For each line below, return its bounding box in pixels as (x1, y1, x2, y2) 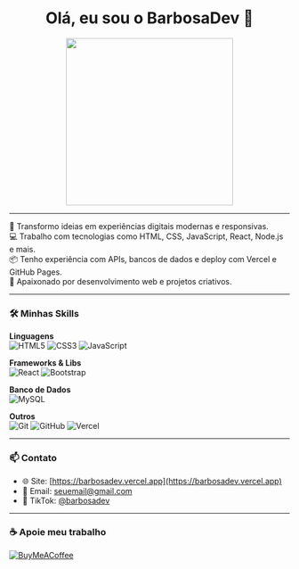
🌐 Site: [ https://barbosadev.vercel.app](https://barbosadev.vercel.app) (21, 475, 282, 486)
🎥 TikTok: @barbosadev (21, 495, 110, 506)
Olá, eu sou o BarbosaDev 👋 (45, 8, 254, 29)
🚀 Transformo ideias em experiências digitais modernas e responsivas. (9, 220, 269, 231)
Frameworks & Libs (9, 358, 82, 368)
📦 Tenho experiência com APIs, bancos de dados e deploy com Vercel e (9, 253, 278, 264)
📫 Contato (9, 452, 58, 465)
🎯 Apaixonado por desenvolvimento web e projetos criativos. (9, 276, 232, 286)
